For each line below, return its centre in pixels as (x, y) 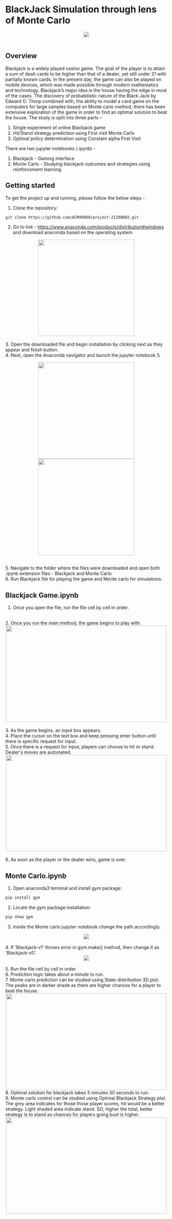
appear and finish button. (32, 350)
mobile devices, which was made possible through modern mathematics (82, 85)
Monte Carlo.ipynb (36, 876)
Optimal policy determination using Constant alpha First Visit (77, 138)
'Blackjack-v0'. (21, 953)
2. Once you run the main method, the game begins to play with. (73, 623)
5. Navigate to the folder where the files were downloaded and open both (83, 568)
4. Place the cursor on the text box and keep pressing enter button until (81, 736)
